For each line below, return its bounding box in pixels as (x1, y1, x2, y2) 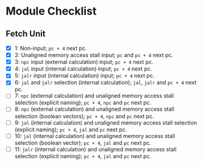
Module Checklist (5, 4, 97, 18)
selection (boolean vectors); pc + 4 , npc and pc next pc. (14, 112, 154, 120)
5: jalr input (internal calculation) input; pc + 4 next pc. (14, 72, 155, 80)
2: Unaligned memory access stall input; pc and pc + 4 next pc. (14, 52, 174, 59)
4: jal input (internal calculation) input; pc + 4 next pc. (14, 65, 152, 72)
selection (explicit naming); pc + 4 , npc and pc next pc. (14, 99, 152, 106)
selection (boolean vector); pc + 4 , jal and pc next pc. (14, 139, 152, 147)
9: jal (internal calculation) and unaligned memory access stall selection (14, 119, 198, 126)
